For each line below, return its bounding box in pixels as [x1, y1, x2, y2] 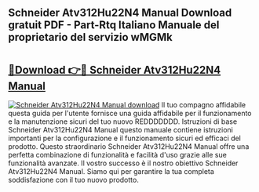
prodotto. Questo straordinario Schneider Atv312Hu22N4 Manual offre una [8, 142, 250, 151]
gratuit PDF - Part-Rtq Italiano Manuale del [8, 19, 220, 32]
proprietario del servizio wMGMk [8, 31, 173, 44]
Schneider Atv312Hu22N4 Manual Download [8, 6, 232, 20]
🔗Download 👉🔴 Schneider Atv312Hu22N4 [8, 63, 221, 77]
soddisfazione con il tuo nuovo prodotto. [8, 176, 139, 184]
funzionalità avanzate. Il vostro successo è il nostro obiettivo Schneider [8, 158, 239, 168]
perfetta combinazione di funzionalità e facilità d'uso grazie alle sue [8, 150, 228, 159]
